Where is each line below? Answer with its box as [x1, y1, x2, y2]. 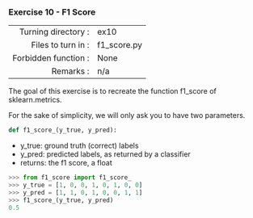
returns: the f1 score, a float [19, 158, 113, 168]
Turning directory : [19, 27, 90, 38]
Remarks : [51, 65, 90, 77]
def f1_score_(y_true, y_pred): [8, 126, 117, 135]
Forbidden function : [12, 52, 90, 64]
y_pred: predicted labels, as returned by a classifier [19, 149, 192, 159]
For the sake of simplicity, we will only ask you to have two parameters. [8, 111, 246, 120]
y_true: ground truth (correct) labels [19, 140, 139, 151]
